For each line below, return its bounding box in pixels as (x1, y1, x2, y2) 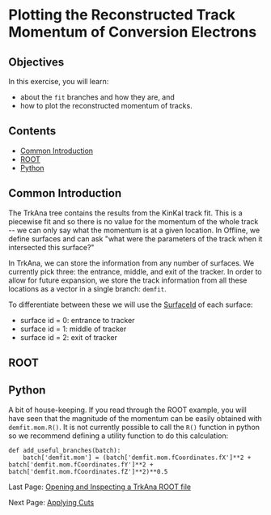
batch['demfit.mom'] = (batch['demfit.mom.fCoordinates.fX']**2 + (23, 453, 252, 462)
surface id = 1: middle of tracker (19, 324, 127, 334)
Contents (8, 124, 57, 138)
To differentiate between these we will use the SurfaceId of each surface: (8, 300, 253, 309)
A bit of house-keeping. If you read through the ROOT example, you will (8, 405, 247, 415)
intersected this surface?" (8, 242, 95, 252)
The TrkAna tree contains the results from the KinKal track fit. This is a (8, 208, 243, 218)
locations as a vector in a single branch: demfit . (8, 283, 167, 293)
